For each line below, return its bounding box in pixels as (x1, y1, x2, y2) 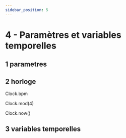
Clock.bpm (5, 90, 28, 97)
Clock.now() (5, 110, 31, 116)
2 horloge (5, 77, 36, 86)
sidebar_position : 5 (5, 7, 49, 13)
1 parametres (5, 60, 47, 69)
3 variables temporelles (5, 125, 81, 133)
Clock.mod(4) (5, 101, 34, 107)
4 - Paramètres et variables (5, 29, 122, 40)
